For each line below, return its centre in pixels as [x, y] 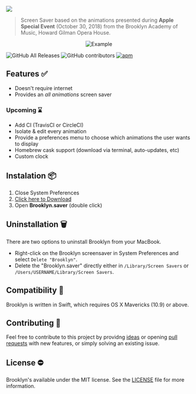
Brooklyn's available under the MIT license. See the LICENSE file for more [95, 380]
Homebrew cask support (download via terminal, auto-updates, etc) [97, 150]
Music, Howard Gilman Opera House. [65, 33]
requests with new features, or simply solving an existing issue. [83, 343]
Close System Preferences [47, 193]
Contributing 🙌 [34, 323]
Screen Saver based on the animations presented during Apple [97, 20]
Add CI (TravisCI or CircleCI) [49, 125]
